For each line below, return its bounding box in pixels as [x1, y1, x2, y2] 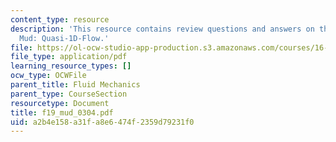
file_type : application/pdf [10, 52, 128, 62]
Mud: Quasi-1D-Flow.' [19, 33, 110, 43]
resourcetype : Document [10, 98, 110, 108]
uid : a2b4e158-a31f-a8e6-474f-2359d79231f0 [10, 117, 195, 127]
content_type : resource [10, 14, 110, 25]
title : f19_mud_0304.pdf [10, 107, 114, 118]
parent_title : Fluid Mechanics [10, 80, 141, 90]
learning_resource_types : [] [10, 61, 132, 71]
